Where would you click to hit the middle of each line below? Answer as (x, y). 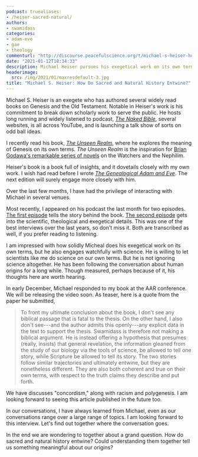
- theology (19, 50)
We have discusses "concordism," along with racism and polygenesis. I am (97, 393)
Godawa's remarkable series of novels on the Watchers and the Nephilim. (95, 155)
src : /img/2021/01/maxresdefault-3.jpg (60, 78)
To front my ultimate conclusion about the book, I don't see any (98, 312)
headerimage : (22, 72)
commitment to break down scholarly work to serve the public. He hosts (94, 112)
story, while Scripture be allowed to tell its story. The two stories (98, 356)
